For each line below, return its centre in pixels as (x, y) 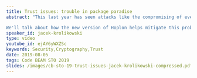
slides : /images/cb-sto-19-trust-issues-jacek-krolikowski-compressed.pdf (99, 66)
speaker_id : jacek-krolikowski (44, 33)
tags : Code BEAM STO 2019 (38, 60)
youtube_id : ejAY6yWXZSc (36, 44)
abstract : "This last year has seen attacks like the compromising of (94, 17)
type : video (21, 39)
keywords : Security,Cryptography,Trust (55, 50)
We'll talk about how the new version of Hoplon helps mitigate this (93, 28)
